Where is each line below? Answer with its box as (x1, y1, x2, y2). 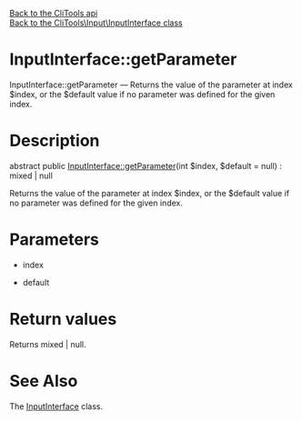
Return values (9, 309, 117, 329)
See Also (9, 370, 78, 391)
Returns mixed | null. (9, 338, 86, 349)
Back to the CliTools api (9, 8, 98, 18)
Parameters (9, 229, 100, 250)
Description (9, 131, 100, 151)
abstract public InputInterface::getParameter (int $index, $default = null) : (9, 160, 282, 171)
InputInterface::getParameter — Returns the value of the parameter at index (9, 79, 293, 90)
